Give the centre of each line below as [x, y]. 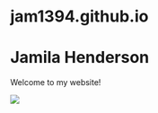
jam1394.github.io [79, 17]
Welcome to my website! [56, 83]
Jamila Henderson [80, 58]
